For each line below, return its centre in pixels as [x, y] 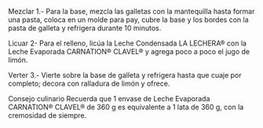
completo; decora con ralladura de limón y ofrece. [89, 83]
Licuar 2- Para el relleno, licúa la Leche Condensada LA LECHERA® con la [128, 43]
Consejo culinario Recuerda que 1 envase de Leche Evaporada [109, 99]
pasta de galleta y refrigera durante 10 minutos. [85, 28]
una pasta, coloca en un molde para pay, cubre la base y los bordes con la [128, 20]
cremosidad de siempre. [47, 115]
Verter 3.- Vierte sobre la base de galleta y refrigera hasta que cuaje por [125, 75]
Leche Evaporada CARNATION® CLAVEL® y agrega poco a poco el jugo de [129, 51]
